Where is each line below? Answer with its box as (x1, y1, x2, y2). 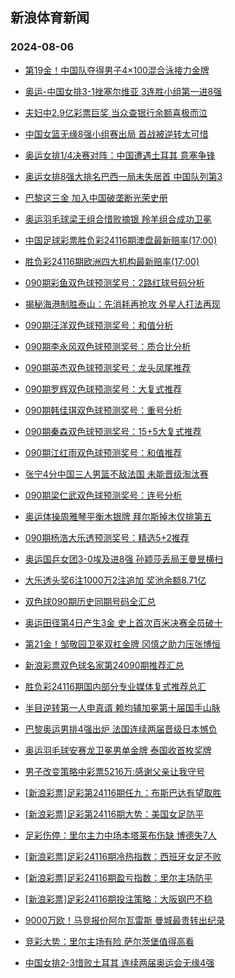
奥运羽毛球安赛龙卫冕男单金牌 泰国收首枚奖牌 (24, 744, 212, 756)
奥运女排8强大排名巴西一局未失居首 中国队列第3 (24, 170, 223, 182)
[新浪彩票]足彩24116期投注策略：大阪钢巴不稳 (24, 893, 213, 905)
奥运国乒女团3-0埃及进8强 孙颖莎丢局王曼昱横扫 (24, 553, 224, 565)
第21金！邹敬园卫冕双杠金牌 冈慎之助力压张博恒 (24, 638, 221, 650)
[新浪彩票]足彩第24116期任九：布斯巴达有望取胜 (24, 786, 222, 798)
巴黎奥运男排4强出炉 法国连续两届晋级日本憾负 (24, 723, 218, 735)
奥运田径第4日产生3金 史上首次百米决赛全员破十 (24, 616, 223, 628)
